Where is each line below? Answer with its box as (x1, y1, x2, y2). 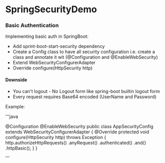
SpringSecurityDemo (5, 4, 97, 15)
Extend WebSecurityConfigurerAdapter (12, 60, 96, 66)
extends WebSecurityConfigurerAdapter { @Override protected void (5, 129, 150, 135)
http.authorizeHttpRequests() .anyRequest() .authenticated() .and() (5, 139, 147, 146)
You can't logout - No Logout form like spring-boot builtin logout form (12, 88, 160, 94)
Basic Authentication (5, 22, 59, 29)
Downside (5, 77, 27, 83)
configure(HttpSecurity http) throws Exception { (5, 134, 107, 140)
